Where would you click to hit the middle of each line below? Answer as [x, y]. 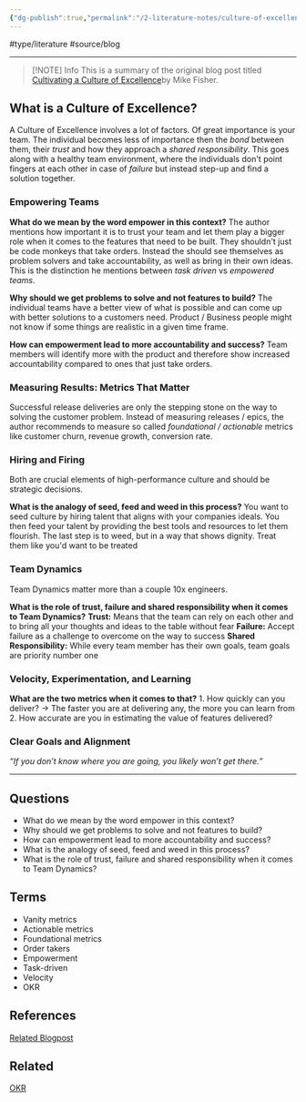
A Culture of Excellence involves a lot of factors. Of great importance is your [153, 130]
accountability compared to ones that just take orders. [111, 363]
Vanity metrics [50, 919]
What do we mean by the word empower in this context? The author [140, 222]
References [43, 1016]
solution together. [42, 179]
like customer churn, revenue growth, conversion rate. [111, 436]
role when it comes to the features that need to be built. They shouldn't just [151, 241]
